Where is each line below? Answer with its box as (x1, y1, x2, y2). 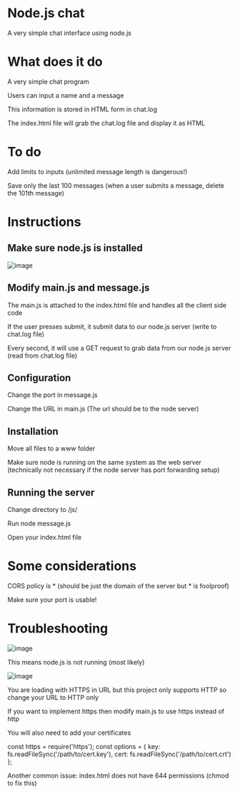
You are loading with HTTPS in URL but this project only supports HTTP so (7, 685, 227, 694)
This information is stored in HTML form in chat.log (7, 105, 157, 114)
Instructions (7, 214, 81, 230)
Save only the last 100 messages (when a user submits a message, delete (7, 181, 225, 190)
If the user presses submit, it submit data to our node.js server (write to (7, 322, 217, 331)
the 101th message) (7, 189, 64, 197)
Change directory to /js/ (7, 506, 78, 514)
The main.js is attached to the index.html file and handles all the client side (7, 301, 227, 309)
